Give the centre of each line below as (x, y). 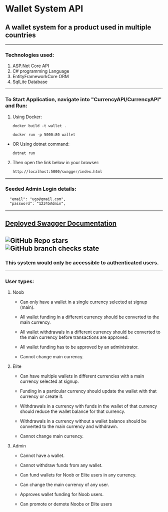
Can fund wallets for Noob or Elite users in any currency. (78, 475)
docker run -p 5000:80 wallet (44, 135)
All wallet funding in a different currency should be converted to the (89, 317)
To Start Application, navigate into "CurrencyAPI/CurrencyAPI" (83, 100)
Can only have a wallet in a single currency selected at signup (83, 302)
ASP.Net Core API (31, 66)
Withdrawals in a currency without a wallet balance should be (83, 421)
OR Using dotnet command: (41, 144)
